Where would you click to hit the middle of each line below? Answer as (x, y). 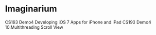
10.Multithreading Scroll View (34, 27)
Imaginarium (31, 9)
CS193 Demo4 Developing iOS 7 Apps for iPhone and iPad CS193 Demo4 (78, 22)
